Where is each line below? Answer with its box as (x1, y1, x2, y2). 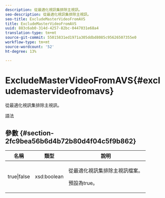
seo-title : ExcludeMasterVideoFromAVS (5, 16, 85, 21)
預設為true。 (68, 180, 98, 187)
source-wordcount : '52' (5, 44, 55, 49)
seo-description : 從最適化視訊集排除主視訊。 (5, 12, 91, 17)
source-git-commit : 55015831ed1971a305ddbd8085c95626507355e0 (5, 35, 137, 40)
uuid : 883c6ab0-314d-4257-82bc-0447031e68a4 (5, 26, 99, 31)
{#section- (19, 129, 54, 137)
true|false (7, 173, 30, 180)
